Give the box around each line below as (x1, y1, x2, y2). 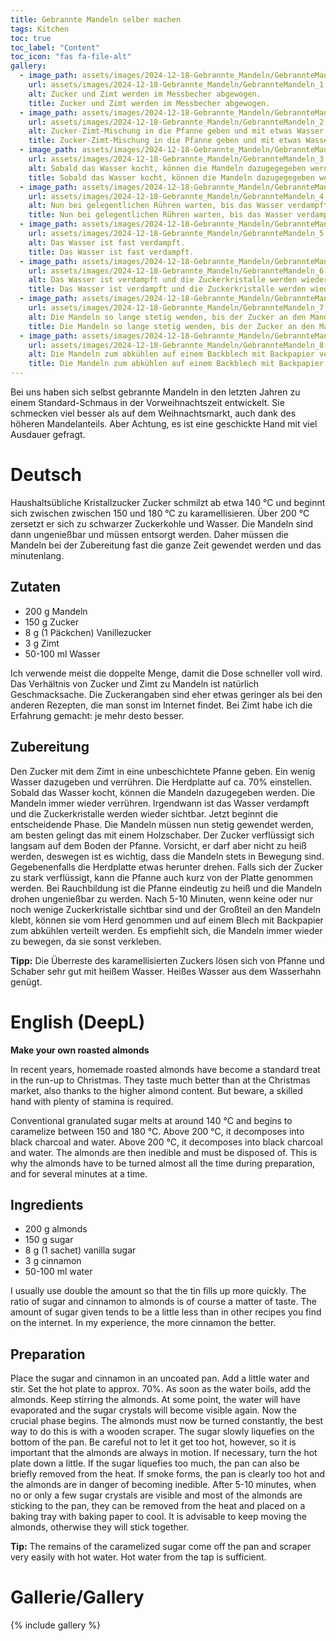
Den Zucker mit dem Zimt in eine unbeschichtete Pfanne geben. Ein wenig (10, 765, 316, 777)
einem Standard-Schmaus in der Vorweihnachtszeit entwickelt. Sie (10, 397, 285, 408)
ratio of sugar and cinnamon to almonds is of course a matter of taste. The (10, 1296, 317, 1308)
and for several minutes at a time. (10, 1167, 148, 1180)
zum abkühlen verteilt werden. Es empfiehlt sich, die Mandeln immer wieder (10, 924, 323, 936)
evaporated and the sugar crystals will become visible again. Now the (10, 1404, 297, 1416)
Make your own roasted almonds (10, 1044, 150, 1056)
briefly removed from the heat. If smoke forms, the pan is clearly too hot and (10, 1468, 326, 1480)
